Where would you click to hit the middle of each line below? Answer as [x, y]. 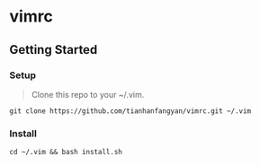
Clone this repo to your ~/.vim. [88, 94]
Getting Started [54, 50]
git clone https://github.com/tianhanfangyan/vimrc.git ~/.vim [130, 111]
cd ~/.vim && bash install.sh [66, 152]
